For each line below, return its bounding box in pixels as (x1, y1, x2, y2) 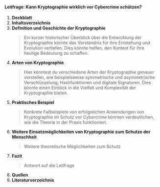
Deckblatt (11, 15, 32, 21)
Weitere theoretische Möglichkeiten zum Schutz (23, 143, 121, 149)
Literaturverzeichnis (11, 177, 54, 183)
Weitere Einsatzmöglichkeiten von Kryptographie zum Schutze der (11, 129, 151, 135)
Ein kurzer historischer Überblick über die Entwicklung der (23, 35, 142, 41)
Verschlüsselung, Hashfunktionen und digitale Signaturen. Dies (23, 80, 151, 86)
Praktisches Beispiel (11, 99, 54, 105)
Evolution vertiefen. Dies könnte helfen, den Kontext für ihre (23, 45, 145, 51)
